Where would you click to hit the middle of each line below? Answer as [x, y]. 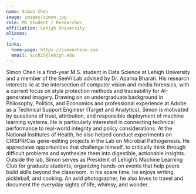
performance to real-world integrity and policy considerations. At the [89, 128]
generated [18, 97]
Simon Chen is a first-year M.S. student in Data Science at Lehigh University [98, 72]
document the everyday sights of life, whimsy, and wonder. [77, 184]
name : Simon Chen [27, 11]
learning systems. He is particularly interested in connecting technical [90, 122]
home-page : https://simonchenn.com [55, 50]
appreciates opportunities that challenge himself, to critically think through [96, 147]
